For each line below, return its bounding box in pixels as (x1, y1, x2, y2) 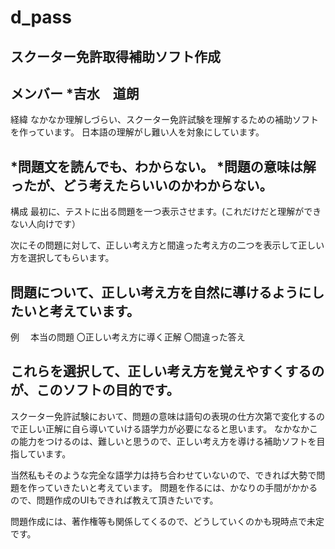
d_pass (10, 6, 72, 29)
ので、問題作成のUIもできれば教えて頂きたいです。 (10, 494, 219, 506)
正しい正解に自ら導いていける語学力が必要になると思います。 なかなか (18, 422, 310, 435)
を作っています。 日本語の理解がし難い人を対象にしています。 (10, 126, 265, 138)
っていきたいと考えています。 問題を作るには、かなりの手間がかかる (36, 481, 318, 493)
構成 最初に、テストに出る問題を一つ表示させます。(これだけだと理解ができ (10, 206, 322, 218)
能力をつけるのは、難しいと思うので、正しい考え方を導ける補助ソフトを (18, 435, 317, 447)
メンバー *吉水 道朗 (10, 85, 140, 102)
